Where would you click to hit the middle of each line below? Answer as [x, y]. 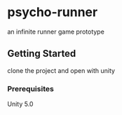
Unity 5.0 [20, 104]
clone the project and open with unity [61, 70]
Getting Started [42, 54]
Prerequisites [30, 88]
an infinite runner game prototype [56, 32]
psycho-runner [53, 12]
